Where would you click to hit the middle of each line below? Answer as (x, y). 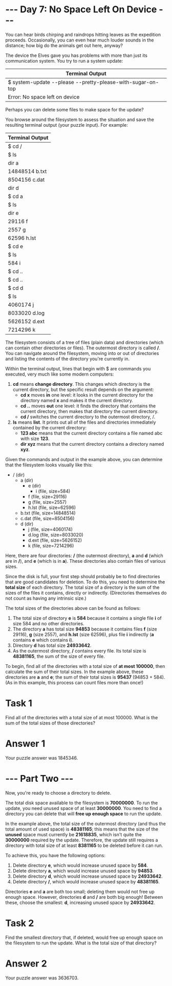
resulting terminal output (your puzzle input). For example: (67, 125)
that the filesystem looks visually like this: (49, 465)
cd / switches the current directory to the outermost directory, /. (88, 417)
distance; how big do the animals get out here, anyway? (64, 45)
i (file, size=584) (53, 491)
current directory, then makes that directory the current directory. (89, 411)
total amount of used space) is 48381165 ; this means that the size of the (82, 829)
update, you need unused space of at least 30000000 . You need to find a (84, 808)
